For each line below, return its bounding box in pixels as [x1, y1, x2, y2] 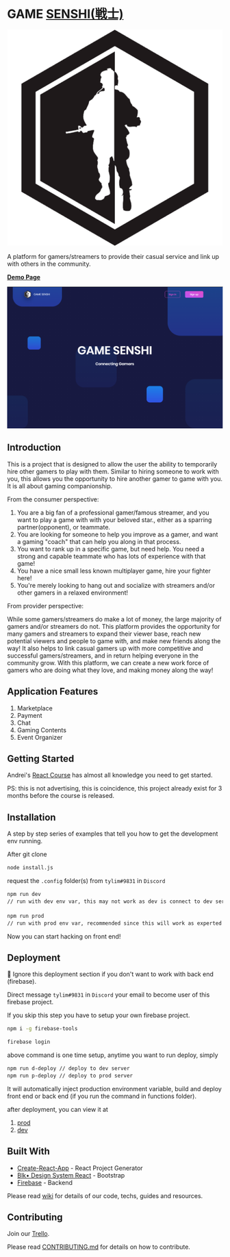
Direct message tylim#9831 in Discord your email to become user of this [7, 991, 210, 999]
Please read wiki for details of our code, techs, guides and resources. [7, 1191, 203, 1199]
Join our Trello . [7, 1230, 50, 1238]
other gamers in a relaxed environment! [16, 588, 129, 597]
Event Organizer [16, 733, 63, 741]
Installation [7, 811, 56, 823]
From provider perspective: [7, 601, 84, 610]
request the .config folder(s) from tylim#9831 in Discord [7, 877, 166, 885]
